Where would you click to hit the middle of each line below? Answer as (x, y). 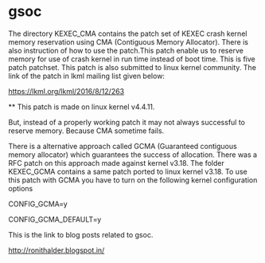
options (21, 188)
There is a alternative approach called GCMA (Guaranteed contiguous (123, 146)
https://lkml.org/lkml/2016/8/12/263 (66, 91)
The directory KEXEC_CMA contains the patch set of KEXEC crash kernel (128, 33)
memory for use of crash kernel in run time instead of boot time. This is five (132, 59)
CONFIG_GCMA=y (38, 204)
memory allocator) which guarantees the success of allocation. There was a (132, 155)
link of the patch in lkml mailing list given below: (87, 76)
